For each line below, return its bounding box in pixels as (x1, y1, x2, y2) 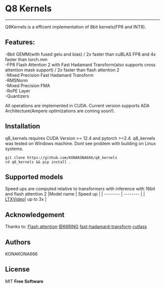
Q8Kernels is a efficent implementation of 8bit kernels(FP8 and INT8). (5, 24, 146, 30)
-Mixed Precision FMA (5, 82, 50, 89)
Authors (5, 238, 31, 246)
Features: (5, 38, 35, 47)
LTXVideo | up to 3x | (5, 196, 47, 202)
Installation (5, 122, 40, 130)
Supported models (5, 173, 63, 181)
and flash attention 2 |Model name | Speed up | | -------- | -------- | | (5, 191, 145, 197)
